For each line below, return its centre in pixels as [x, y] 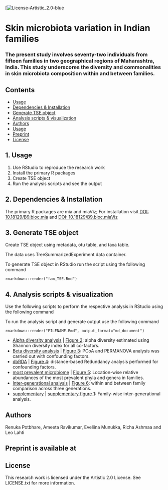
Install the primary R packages [44, 173]
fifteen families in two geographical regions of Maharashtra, [80, 61]
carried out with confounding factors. [51, 356]
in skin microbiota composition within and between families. [80, 74]
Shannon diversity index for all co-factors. [56, 346]
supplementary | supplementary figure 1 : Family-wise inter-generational [86, 394]
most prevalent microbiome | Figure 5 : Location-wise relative [75, 373]
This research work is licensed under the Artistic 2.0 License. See [73, 478]
